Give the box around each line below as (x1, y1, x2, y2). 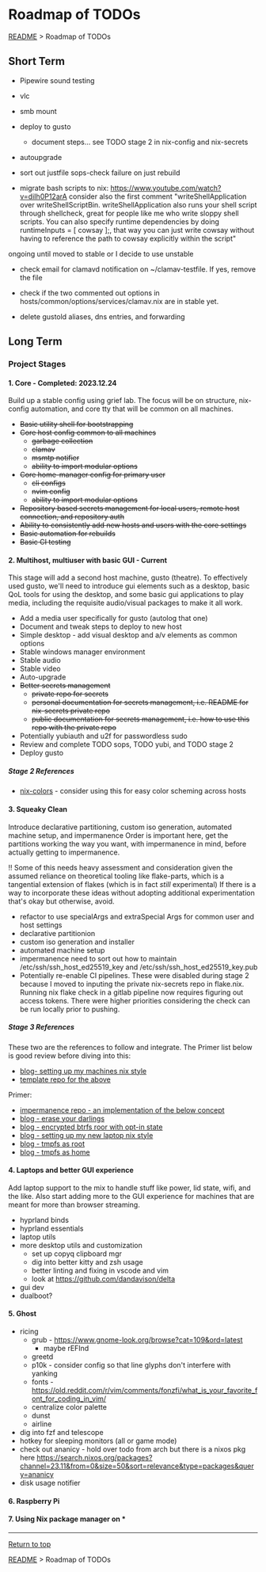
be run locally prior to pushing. (19, 1004, 120, 1014)
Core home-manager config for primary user (19, 470, 166, 480)
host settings (19, 920, 63, 930)
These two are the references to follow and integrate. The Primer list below (8, 1042, 253, 1052)
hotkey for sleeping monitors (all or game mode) (19, 1436, 177, 1446)
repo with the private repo (31, 723, 117, 733)
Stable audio (19, 656, 61, 665)
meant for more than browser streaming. (8, 1200, 140, 1209)
